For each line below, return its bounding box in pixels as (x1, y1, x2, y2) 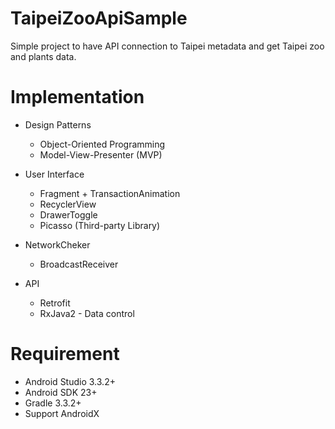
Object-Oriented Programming (39, 138, 166, 150)
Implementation (10, 86, 145, 109)
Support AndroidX (24, 407, 100, 419)
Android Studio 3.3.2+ (24, 375, 116, 387)
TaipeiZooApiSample (10, 7, 188, 30)
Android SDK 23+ (24, 386, 98, 398)
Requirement (10, 343, 120, 366)
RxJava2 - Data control (39, 307, 135, 319)
